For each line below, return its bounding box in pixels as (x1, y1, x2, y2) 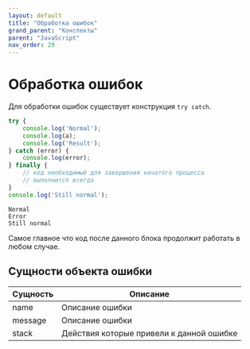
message (12, 315, 47, 326)
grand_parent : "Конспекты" (8, 26, 98, 34)
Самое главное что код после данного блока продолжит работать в (8, 233, 240, 242)
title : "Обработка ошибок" (8, 19, 98, 27)
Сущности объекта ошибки (8, 265, 153, 278)
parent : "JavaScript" (8, 33, 80, 42)
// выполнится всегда (22, 176, 94, 184)
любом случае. (8, 242, 61, 251)
